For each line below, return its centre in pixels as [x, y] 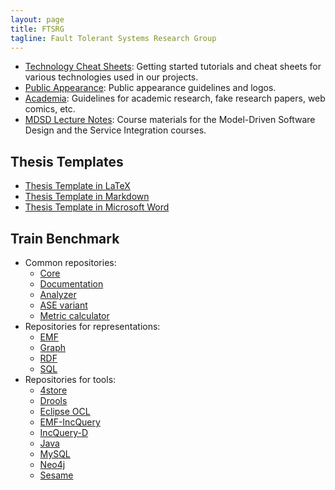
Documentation [71, 284]
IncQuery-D [64, 432]
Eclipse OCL [65, 411]
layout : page [37, 19]
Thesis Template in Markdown [87, 197]
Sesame [56, 475]
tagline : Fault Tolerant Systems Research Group [113, 38]
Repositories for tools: [70, 379]
